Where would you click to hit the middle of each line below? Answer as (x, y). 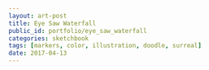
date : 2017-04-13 (38, 53)
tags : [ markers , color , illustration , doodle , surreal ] (105, 46)
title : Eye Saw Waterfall (52, 23)
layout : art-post (38, 16)
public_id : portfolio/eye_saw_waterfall (78, 31)
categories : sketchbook (49, 38)
